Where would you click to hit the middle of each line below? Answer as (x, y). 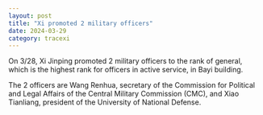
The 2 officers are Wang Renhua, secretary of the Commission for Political (132, 85)
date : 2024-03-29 (38, 31)
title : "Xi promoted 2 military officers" (81, 23)
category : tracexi (39, 38)
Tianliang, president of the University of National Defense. (105, 102)
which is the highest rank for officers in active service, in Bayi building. (126, 70)
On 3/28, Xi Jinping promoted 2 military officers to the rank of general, (125, 61)
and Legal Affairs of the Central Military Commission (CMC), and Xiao (124, 94)
